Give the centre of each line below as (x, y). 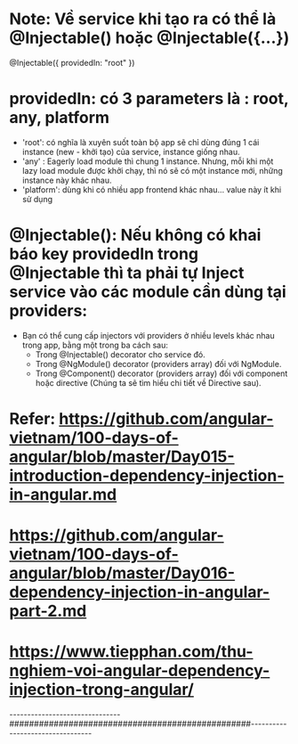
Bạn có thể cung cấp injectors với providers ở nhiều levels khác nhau (148, 335)
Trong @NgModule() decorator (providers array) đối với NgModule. (158, 364)
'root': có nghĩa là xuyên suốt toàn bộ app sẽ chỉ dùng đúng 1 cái (141, 142)
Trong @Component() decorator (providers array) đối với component (161, 373)
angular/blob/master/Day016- (122, 573)
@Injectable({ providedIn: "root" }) (72, 62)
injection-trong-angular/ (101, 690)
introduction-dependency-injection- (147, 476)
